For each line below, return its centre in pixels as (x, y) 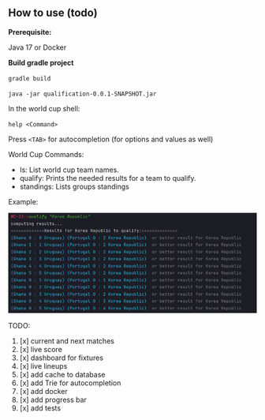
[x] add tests (40, 408)
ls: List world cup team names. (69, 170)
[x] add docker (44, 392)
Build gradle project (41, 62)
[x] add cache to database (62, 375)
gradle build (30, 78)
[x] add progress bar (53, 400)
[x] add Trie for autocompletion (70, 383)
